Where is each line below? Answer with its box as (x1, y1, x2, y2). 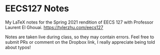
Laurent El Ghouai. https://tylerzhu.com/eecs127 (5, 24, 104, 30)
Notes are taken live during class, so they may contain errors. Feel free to (5, 34, 155, 40)
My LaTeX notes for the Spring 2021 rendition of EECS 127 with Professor (5, 19, 154, 25)
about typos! (5, 44, 31, 50)
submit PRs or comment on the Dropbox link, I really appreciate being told (5, 39, 156, 45)
